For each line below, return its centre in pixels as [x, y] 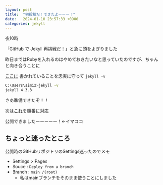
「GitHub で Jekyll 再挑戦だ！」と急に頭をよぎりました [61, 49]
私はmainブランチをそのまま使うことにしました [68, 178]
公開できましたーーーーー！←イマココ [44, 121]
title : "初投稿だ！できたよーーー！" [40, 14]
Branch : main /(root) [35, 172]
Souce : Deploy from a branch [43, 166]
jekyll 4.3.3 [19, 90]
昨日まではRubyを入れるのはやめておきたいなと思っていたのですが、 [75, 60]
